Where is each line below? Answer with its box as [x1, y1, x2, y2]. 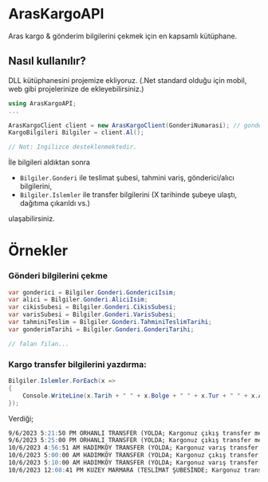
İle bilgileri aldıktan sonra [8, 157, 90, 168]
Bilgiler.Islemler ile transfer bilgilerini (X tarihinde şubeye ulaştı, [19, 190, 238, 200]
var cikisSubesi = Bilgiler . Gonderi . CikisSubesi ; [8, 303, 177, 311]
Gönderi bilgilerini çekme [8, 271, 108, 282]
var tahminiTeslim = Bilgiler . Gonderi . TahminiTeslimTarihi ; [8, 318, 213, 326]
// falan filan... [8, 340, 69, 348]
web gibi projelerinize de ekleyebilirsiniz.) [8, 84, 144, 93]
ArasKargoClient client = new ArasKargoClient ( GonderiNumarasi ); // [8, 121, 241, 129]
